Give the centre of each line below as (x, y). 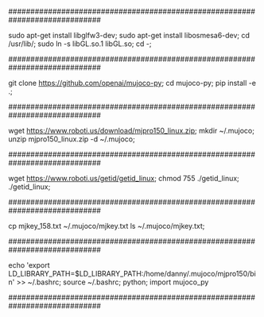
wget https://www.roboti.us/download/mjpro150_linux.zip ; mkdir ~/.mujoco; (131, 131)
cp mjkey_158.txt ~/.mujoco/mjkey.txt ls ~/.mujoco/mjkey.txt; (107, 226)
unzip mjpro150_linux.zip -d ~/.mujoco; (72, 139)
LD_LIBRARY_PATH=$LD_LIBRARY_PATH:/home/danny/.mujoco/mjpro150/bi (132, 274)
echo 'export (29, 265)
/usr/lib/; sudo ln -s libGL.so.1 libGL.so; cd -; (80, 44)
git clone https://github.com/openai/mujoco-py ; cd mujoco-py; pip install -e (132, 83)
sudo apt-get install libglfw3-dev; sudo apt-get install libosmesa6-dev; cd (129, 35)
